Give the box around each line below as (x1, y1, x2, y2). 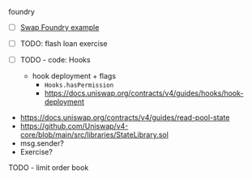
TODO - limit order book (8, 163, 89, 173)
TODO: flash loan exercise (19, 39, 108, 49)
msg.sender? (19, 139, 65, 148)
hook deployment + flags (32, 71, 116, 81)
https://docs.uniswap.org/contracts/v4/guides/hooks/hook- (44, 88, 244, 98)
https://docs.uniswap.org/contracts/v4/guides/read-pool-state (19, 113, 230, 122)
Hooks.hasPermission (44, 81, 114, 90)
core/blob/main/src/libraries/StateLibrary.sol (19, 130, 169, 140)
